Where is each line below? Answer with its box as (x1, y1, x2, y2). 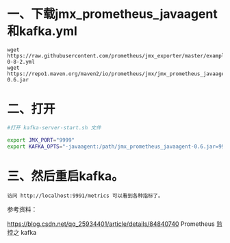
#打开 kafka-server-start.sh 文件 (7, 124, 101, 131)
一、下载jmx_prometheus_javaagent (7, 6, 218, 22)
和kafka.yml (7, 23, 77, 39)
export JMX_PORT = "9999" (7, 136, 75, 144)
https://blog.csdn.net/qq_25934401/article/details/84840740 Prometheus (7, 220, 215, 228)
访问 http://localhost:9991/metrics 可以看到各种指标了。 (7, 192, 164, 199)
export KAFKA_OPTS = (7, 143, 63, 150)
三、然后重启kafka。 (7, 168, 125, 183)
